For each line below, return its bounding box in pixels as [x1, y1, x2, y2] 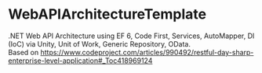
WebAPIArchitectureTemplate [8, 5, 206, 23]
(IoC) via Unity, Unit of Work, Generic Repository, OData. [8, 39, 191, 48]
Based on [8, 47, 39, 57]
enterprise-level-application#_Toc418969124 [8, 56, 153, 65]
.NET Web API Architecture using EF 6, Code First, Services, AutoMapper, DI [8, 31, 255, 40]
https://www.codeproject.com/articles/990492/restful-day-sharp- [40, 47, 254, 57]
